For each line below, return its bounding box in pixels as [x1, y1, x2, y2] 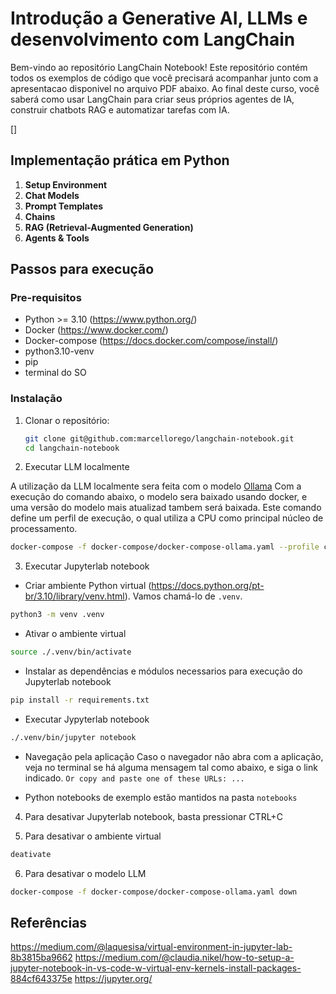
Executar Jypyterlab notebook [24, 713, 150, 725]
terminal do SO [24, 367, 87, 379]
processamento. [10, 523, 78, 535]
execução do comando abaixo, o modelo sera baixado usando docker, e [10, 491, 308, 503]
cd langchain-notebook [24, 443, 120, 453]
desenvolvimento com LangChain [10, 28, 296, 51]
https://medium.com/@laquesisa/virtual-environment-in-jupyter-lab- [10, 941, 293, 953]
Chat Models [24, 189, 80, 201]
